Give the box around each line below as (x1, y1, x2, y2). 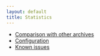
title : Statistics (6, 14, 52, 20)
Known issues (14, 43, 50, 51)
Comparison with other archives (14, 30, 95, 38)
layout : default (6, 8, 47, 15)
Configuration (14, 37, 49, 44)
